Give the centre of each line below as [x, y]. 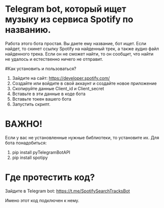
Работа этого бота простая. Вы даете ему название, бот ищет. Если [76, 43]
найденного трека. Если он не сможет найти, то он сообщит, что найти [79, 54]
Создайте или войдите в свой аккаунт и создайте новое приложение [84, 83]
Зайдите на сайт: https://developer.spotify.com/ [61, 78]
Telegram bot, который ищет [66, 9]
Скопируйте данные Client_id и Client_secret [58, 88]
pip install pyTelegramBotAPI [41, 152]
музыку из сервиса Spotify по [69, 19]
